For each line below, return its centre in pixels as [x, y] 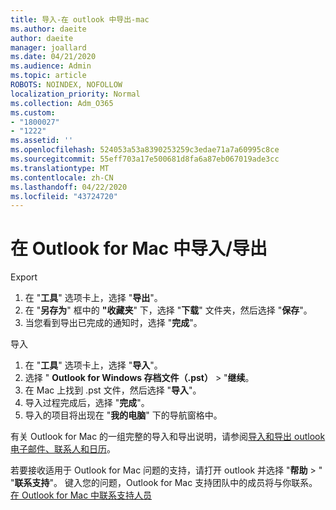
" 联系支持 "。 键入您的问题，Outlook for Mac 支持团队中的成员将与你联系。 [164, 483]
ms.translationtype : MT [60, 168]
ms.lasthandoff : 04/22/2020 [69, 187]
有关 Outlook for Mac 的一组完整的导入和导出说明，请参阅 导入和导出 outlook [168, 437]
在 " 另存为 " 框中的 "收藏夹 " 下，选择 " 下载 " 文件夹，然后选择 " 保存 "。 [168, 310]
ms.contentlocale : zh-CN [62, 177]
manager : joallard [48, 47]
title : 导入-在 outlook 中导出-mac [80, 19]
